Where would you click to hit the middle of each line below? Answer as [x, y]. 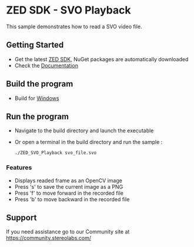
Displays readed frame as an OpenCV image [68, 181]
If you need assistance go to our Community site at [68, 232]
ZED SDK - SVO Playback [68, 10]
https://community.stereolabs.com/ [49, 238]
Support [21, 218]
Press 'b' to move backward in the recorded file [72, 199]
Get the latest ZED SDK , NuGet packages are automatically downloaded [101, 59]
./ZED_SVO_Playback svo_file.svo [56, 153]
